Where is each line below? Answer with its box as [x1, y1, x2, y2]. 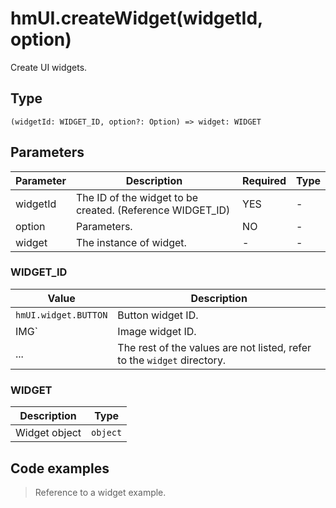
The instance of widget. [75, 235, 187, 249]
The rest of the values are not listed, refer [117, 340, 312, 354]
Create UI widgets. [10, 61, 88, 73]
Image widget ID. [117, 324, 197, 338]
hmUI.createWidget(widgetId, [10, 7, 263, 30]
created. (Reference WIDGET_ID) [75, 203, 231, 217]
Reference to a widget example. [34, 486, 167, 498]
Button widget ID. [117, 308, 199, 322]
